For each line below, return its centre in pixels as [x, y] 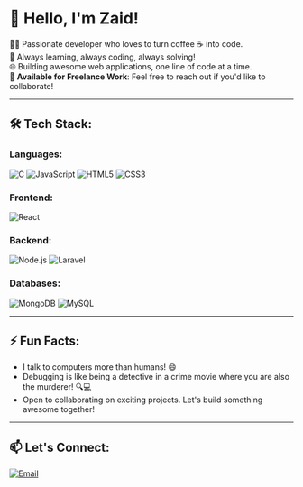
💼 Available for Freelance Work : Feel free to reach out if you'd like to [138, 77]
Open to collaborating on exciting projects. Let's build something [142, 400]
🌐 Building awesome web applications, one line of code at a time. [131, 66]
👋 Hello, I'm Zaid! [74, 18]
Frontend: [32, 198]
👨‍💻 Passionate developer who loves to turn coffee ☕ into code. [126, 43]
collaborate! [32, 86]
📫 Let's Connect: [60, 447]
